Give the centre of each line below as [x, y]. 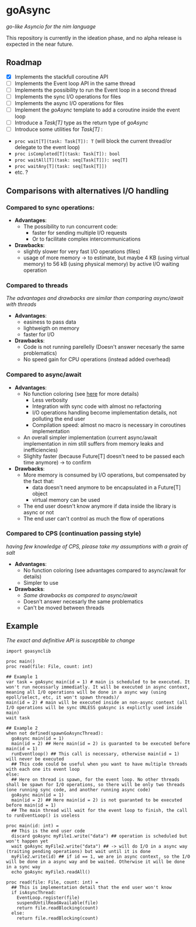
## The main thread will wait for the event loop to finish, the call [99, 810]
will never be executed [35, 759]
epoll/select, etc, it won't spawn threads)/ [62, 697]
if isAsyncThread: [34, 892]
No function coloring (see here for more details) [81, 393]
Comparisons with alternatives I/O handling [87, 191]
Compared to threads [37, 285]
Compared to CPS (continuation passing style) [74, 534]
